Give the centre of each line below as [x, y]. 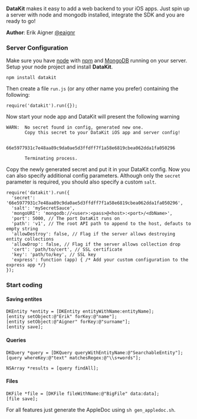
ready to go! [21, 21]
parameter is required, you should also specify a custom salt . [81, 182]
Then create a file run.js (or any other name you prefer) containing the [92, 89]
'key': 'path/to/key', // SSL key [54, 255]
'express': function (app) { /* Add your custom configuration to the [100, 260]
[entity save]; [25, 327]
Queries [16, 340]
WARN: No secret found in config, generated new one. [75, 127]
